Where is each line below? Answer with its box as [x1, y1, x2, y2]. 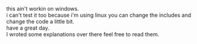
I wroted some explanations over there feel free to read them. [6, 31, 159, 38]
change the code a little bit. [6, 18, 75, 25]
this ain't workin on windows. [6, 5, 79, 12]
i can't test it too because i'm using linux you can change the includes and [6, 11, 192, 19]
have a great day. [6, 24, 50, 31]
